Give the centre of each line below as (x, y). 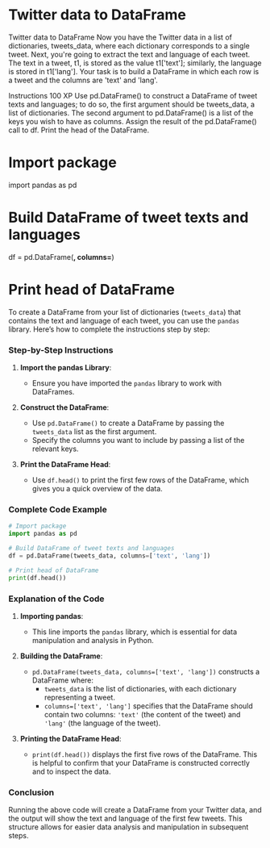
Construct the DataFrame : (64, 407)
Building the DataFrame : (61, 656)
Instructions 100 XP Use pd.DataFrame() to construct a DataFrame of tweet (133, 95)
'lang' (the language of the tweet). (102, 723)
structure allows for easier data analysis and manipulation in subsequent (129, 827)
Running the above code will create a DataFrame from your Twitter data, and (135, 810)
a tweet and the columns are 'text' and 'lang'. (83, 80)
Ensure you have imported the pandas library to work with (127, 383)
